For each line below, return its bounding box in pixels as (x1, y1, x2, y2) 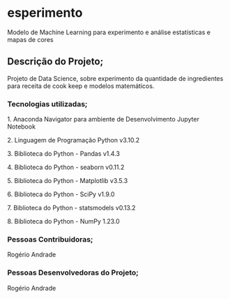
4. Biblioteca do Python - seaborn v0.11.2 (7, 163, 125, 172)
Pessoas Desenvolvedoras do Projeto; (7, 268, 139, 277)
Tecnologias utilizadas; (7, 99, 88, 109)
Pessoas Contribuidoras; (7, 234, 93, 244)
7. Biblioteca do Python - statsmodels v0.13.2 (7, 204, 136, 212)
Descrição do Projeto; (7, 56, 104, 68)
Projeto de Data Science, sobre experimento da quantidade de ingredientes (7, 74, 224, 82)
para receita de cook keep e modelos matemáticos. (7, 82, 155, 90)
